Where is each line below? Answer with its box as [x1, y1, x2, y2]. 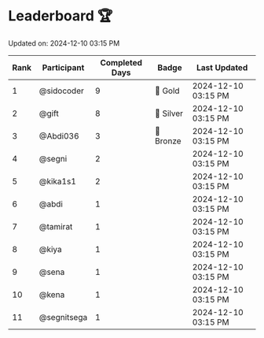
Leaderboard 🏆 [8, 7, 113, 25]
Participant [42, 61, 85, 72]
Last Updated [196, 61, 248, 72]
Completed [100, 57, 143, 68]
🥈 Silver [154, 108, 183, 119]
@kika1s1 [38, 176, 77, 187]
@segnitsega [38, 311, 88, 322]
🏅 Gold [154, 85, 180, 96]
